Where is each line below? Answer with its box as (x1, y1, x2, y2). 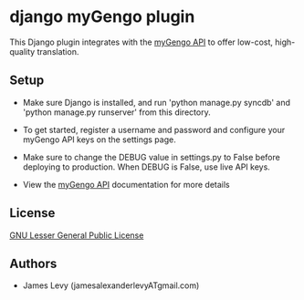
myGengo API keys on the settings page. (22, 134, 176, 145)
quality (9, 46, 36, 57)
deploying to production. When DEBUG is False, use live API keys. (22, 161, 271, 172)
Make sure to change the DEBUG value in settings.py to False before (22, 151, 280, 162)
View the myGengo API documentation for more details (22, 179, 230, 190)
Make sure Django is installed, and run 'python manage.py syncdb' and (22, 97, 290, 108)
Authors (9, 255, 58, 271)
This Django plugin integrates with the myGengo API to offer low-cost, (9, 36, 274, 47)
